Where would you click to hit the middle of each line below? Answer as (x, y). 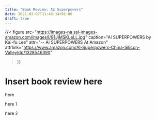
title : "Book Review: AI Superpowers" (44, 9)
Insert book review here (54, 81)
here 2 (12, 113)
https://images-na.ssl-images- (67, 32)
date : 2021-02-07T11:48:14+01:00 (39, 14)
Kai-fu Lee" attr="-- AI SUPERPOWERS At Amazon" (56, 42)
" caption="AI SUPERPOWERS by (118, 37)
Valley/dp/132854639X (28, 53)
